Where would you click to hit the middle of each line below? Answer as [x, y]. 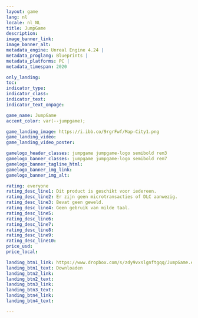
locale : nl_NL [24, 22]
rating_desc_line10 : [32, 241]
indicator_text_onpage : [35, 105]
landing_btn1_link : [30, 262]
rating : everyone [27, 186]
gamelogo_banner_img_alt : [38, 175]
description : [22, 34]
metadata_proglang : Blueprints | [47, 56]
